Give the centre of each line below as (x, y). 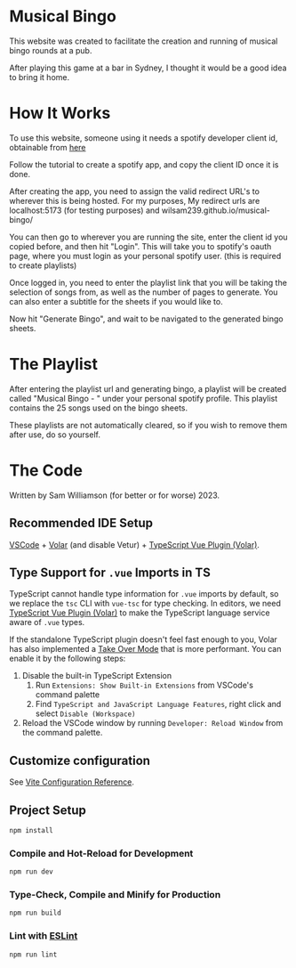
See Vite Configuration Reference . (72, 782)
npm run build (36, 913)
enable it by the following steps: (68, 659)
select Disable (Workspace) (85, 713)
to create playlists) (43, 265)
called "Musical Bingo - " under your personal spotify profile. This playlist (144, 398)
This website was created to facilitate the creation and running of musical (144, 41)
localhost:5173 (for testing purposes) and (84, 210)
